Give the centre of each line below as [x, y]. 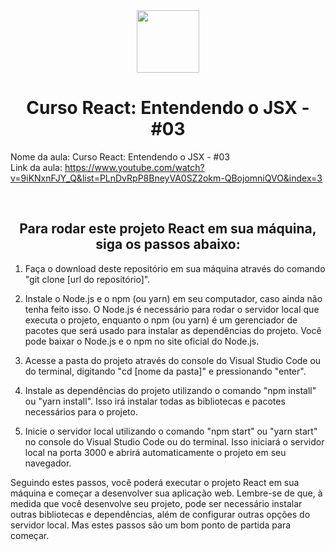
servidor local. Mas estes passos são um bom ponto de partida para [151, 525]
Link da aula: [36, 167]
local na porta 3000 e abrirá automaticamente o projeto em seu [155, 452]
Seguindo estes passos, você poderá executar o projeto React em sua [155, 482]
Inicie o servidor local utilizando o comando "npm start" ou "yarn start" [171, 431]
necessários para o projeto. [81, 411]
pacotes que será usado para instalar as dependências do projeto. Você [173, 330]
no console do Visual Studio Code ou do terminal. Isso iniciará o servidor [174, 441]
